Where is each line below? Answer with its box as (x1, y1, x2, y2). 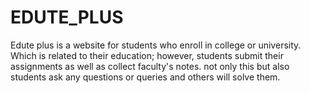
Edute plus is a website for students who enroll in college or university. (10, 39, 302, 51)
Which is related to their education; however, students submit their (10, 49, 284, 61)
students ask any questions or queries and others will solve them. (10, 71, 281, 83)
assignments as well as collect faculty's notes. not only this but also (10, 60, 290, 72)
